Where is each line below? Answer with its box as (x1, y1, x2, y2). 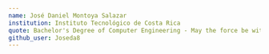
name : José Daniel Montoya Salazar (8, 11, 127, 20)
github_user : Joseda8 (8, 33, 81, 42)
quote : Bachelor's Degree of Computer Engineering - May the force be (8, 26, 249, 34)
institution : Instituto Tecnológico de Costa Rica (8, 19, 181, 27)
